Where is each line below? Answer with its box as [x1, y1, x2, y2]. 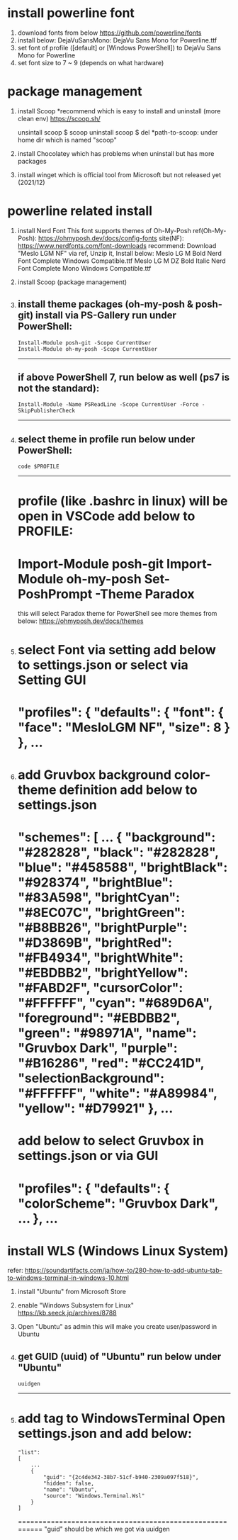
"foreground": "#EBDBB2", [17, 1010, 181, 1026]
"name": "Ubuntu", [43, 1486, 98, 1493]
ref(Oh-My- [192, 226, 227, 235]
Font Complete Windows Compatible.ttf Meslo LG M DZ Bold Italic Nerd [17, 257, 226, 265]
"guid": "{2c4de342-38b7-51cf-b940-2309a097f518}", [43, 1474, 199, 1481]
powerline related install [7, 203, 153, 219]
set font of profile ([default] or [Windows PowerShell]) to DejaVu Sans [17, 43, 222, 52]
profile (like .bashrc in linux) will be [17, 493, 228, 510]
